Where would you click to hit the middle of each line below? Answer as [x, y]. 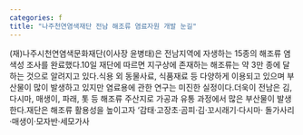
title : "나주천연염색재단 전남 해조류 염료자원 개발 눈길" [103, 26]
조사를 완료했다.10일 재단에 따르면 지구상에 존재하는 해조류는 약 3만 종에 [153, 64]
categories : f [36, 18]
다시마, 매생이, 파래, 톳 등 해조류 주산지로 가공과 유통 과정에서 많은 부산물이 [142, 98]
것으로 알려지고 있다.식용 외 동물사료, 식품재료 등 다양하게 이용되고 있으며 [156, 76]
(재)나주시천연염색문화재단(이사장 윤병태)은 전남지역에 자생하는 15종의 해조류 [146, 53]
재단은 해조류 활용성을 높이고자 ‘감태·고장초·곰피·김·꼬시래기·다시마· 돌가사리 [160, 110]
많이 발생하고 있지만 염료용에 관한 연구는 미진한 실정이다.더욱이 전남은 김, [163, 87]
